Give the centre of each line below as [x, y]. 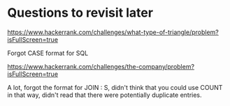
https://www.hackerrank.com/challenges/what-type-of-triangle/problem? [113, 32]
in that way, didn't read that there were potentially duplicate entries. [105, 95]
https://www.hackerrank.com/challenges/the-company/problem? [101, 66]
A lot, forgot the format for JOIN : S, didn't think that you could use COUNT [115, 87]
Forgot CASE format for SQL [48, 53]
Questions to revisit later [80, 13]
